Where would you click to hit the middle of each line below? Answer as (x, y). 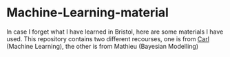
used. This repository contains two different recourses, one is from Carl (108, 38)
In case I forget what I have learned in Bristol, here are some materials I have (115, 32)
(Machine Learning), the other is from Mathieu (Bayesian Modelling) (103, 46)
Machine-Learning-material (88, 13)
